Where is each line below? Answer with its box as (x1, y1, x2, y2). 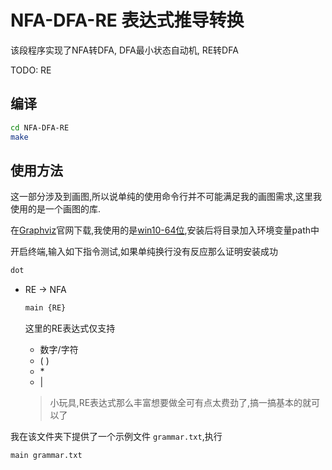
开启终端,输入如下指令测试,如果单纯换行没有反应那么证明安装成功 (10, 246, 279, 258)
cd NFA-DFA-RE (10, 122, 70, 133)
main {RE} (24, 303, 67, 313)
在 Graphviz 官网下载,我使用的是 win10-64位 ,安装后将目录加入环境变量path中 (10, 224, 320, 236)
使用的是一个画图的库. (10, 203, 102, 215)
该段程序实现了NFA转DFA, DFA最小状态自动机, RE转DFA (10, 44, 239, 56)
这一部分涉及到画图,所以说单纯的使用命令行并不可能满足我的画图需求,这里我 (10, 191, 323, 203)
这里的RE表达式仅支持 (24, 322, 116, 335)
